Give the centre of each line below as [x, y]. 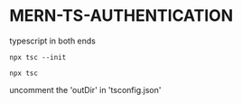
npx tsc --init [38, 57]
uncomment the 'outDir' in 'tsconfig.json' [85, 90]
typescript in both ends [53, 41]
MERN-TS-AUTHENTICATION [121, 16]
